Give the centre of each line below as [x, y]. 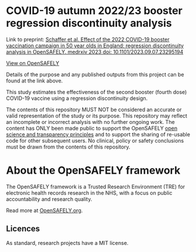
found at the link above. [35, 81]
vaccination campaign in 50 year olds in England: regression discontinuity [95, 46]
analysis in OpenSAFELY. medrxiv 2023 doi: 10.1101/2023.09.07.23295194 [95, 51]
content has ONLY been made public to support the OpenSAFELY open [92, 128]
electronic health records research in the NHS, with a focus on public [89, 193]
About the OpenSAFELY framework [93, 170]
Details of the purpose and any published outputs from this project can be [95, 74]
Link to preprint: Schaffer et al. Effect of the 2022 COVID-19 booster [88, 39]
